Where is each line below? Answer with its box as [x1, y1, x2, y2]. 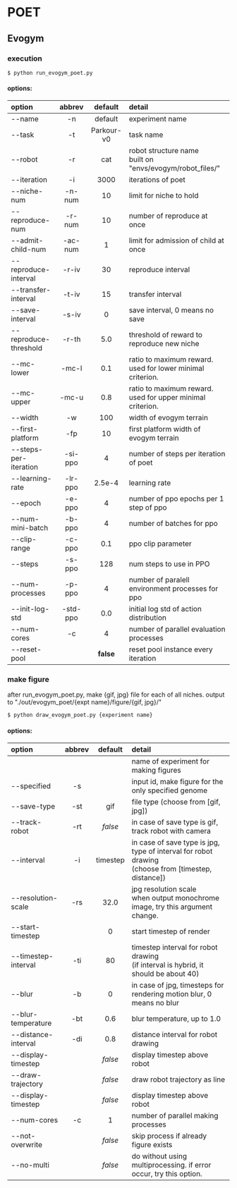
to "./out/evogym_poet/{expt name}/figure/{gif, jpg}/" [7, 698, 162, 706]
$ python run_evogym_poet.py [7, 69, 93, 76]
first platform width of [128, 424, 201, 434]
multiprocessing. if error [131, 1160, 212, 1170]
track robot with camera [131, 826, 212, 835]
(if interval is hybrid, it [131, 960, 204, 969]
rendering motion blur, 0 [131, 988, 212, 998]
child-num [11, 245, 47, 255]
